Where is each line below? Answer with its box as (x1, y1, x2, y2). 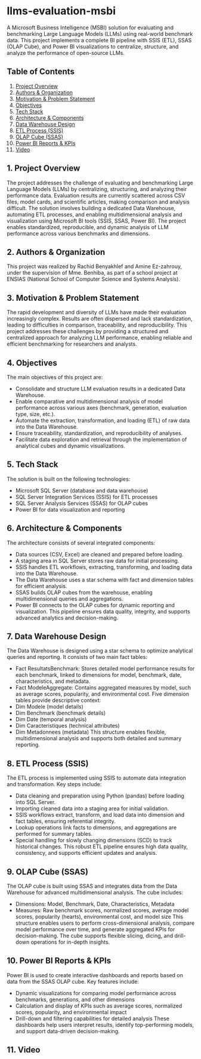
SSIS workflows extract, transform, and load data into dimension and (15, 811, 185, 818)
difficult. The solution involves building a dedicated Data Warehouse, (7, 204, 176, 211)
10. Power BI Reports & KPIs (7, 956, 112, 966)
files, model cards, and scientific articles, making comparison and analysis (7, 198, 190, 205)
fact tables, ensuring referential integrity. (15, 818, 116, 825)
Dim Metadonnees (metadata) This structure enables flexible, (15, 728, 166, 735)
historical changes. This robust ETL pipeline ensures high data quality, (15, 843, 188, 850)
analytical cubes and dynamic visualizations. (15, 442, 126, 449)
